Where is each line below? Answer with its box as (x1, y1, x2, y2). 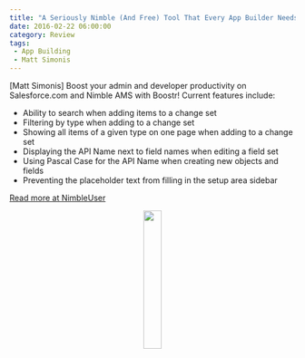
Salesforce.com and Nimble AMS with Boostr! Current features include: (9, 90, 276, 101)
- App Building (13, 47, 71, 56)
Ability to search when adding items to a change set (22, 108, 218, 118)
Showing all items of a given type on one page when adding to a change (22, 127, 293, 137)
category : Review (9, 30, 75, 39)
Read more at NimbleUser (9, 192, 106, 203)
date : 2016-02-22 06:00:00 (9, 22, 112, 31)
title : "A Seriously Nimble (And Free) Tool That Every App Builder (9, 13, 274, 23)
